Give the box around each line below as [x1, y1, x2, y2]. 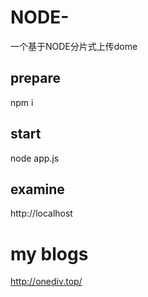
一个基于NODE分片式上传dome [10, 40, 138, 52]
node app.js [10, 152, 60, 164]
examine [10, 181, 65, 198]
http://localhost [10, 207, 73, 220]
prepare [10, 70, 61, 87]
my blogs [10, 242, 89, 265]
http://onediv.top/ [10, 276, 83, 288]
